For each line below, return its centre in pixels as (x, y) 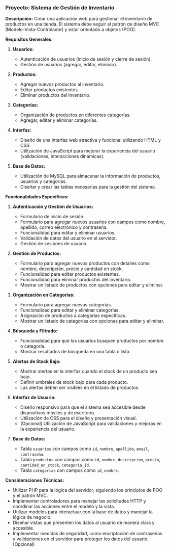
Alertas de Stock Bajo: (37, 361)
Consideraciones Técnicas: (35, 480)
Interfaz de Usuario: (34, 398)
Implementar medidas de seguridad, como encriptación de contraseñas (87, 534)
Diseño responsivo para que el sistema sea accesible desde (83, 407)
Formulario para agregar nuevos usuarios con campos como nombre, (93, 222)
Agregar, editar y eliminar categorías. (59, 120)
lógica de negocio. (32, 517)
